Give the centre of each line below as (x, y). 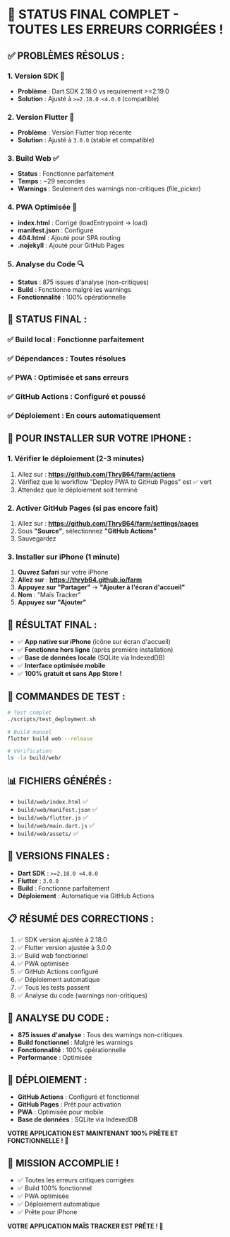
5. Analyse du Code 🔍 (46, 264)
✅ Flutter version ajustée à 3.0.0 (64, 947)
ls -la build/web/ (34, 758)
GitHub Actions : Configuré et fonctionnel (78, 1097)
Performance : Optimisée (55, 1058)
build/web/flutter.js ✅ (53, 818)
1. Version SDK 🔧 (36, 76)
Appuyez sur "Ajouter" (52, 602)
